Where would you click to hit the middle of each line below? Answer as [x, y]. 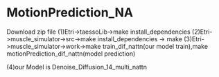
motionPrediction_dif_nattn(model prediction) [71, 54]
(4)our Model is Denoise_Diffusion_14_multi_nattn [77, 67]
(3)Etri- [194, 38]
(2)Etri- [202, 32]
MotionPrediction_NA [70, 13]
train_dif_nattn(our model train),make [155, 46]
